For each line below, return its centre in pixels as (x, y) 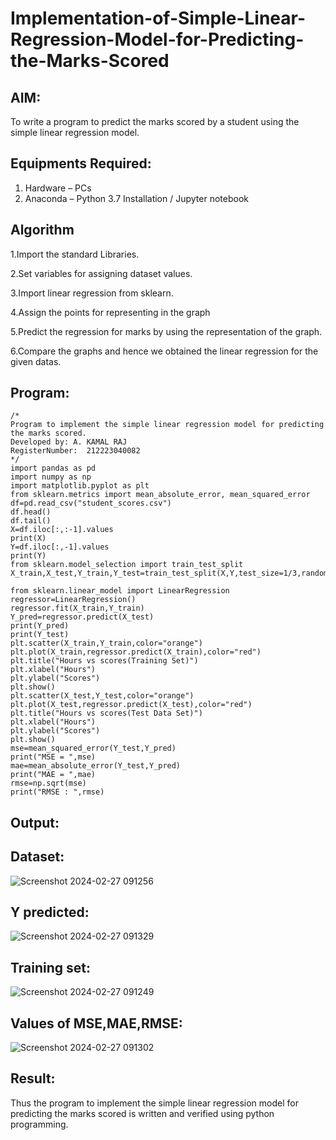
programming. (39, 1124)
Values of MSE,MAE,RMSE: (96, 1023)
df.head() (31, 512)
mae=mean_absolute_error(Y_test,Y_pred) (96, 766)
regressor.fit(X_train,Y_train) (77, 608)
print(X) (28, 538)
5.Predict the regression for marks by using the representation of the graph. (166, 331)
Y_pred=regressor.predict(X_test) (82, 617)
